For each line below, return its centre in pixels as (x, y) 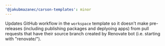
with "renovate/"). (23, 39)
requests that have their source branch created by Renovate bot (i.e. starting (83, 33)
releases (14, 28)
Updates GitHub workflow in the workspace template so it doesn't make (77, 23)
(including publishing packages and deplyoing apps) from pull (86, 28)
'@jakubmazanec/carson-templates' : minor (48, 9)
